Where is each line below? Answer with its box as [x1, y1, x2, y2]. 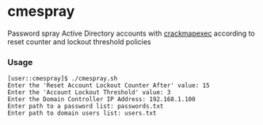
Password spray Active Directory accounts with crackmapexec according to [7, 28, 255, 38]
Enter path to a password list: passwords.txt [7, 102, 164, 111]
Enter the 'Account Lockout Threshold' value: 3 [7, 89, 171, 97]
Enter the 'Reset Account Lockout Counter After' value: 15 [7, 81, 211, 89]
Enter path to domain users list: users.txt [7, 109, 157, 117]
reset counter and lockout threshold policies [7, 36, 151, 46]
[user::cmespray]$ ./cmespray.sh [7, 74, 118, 83]
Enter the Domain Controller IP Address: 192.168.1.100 [7, 96, 196, 104]
